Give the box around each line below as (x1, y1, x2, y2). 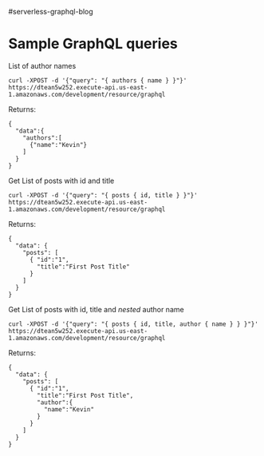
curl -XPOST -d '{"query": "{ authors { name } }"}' (8, 76, 187, 85)
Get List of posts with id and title (8, 176, 115, 185)
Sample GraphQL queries (8, 35, 178, 53)
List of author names (8, 61, 77, 70)
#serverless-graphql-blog (8, 7, 93, 16)
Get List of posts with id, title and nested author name (8, 304, 185, 314)
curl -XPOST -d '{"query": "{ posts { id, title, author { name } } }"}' (8, 319, 259, 328)
